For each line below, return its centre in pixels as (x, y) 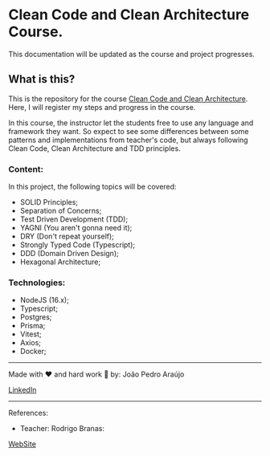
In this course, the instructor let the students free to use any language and (131, 123)
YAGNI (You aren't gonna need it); (76, 228)
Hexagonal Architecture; (60, 262)
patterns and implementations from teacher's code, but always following (128, 140)
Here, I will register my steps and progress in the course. (102, 107)
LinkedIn (22, 390)
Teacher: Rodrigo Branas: (62, 429)
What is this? (42, 79)
